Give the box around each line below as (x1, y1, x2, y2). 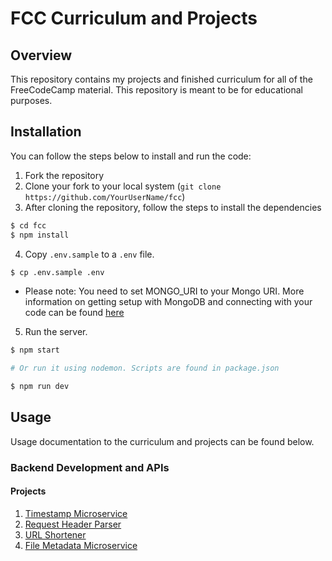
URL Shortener (24, 529, 87, 541)
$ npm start (10, 345, 60, 356)
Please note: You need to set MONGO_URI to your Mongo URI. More (24, 285, 305, 297)
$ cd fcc (10, 220, 47, 231)
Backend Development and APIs (10, 460, 170, 474)
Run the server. (24, 326, 88, 338)
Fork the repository (24, 169, 105, 181)
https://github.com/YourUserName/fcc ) (24, 190, 186, 202)
